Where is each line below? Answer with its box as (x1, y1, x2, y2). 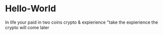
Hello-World (5, 3, 56, 14)
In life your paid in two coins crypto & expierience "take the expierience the (5, 19, 158, 25)
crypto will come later (5, 24, 49, 30)
